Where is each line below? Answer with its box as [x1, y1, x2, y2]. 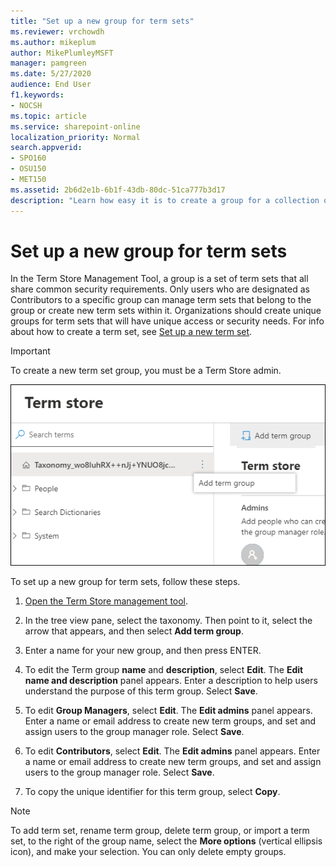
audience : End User [10, 80, 92, 90]
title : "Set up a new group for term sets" [10, 16, 195, 26]
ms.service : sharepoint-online [10, 121, 141, 132]
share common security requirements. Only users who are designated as [10, 283, 310, 295]
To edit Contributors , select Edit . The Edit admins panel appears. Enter [24, 745, 321, 757]
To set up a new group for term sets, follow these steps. [10, 575, 241, 587]
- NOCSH [10, 100, 43, 110]
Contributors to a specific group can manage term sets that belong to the [10, 294, 312, 306]
